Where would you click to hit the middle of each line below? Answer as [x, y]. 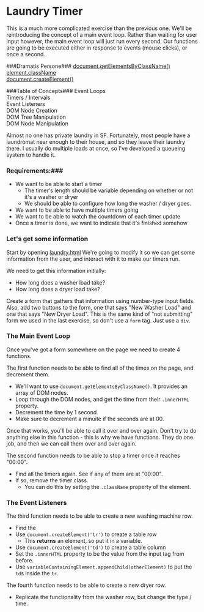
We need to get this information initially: [56, 271]
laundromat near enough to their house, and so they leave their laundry [96, 141]
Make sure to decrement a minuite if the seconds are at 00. [89, 419]
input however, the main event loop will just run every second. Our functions [102, 41]
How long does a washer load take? [60, 282]
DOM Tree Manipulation [36, 117]
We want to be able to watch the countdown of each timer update [98, 217]
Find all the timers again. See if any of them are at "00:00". [89, 474]
